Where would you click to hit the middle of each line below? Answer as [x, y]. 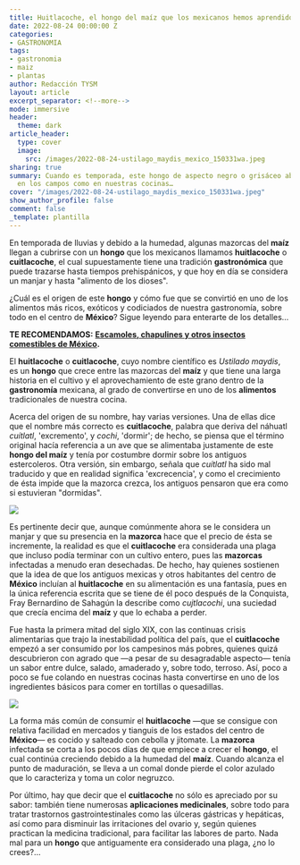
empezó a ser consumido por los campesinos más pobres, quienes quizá [144, 649]
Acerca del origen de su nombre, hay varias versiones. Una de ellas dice [142, 416]
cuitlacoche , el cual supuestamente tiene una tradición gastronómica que [146, 261]
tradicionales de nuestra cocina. [68, 399]
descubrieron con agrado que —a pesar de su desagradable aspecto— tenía [150, 657]
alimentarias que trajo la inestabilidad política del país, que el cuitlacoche [145, 639]
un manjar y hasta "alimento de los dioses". [89, 280]
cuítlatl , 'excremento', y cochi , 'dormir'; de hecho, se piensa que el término [147, 436]
